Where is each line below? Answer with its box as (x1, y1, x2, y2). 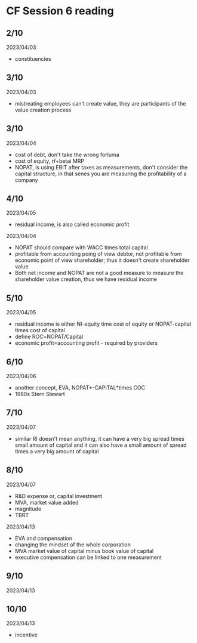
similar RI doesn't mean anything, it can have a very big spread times (14, 435, 185, 442)
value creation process (14, 106, 72, 113)
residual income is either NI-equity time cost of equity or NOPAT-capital (14, 320, 192, 327)
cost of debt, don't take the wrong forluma (14, 151, 119, 158)
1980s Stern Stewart (14, 391, 66, 398)
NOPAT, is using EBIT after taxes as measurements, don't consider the (14, 163, 188, 171)
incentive (14, 631, 38, 639)
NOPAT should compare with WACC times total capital (14, 244, 148, 251)
